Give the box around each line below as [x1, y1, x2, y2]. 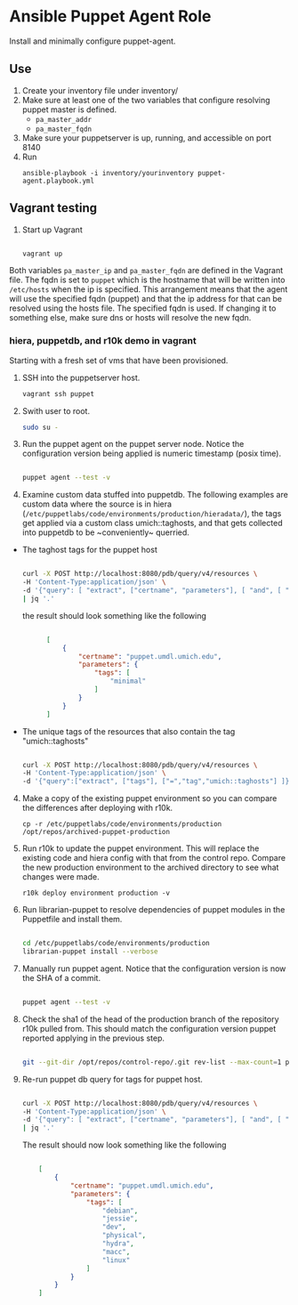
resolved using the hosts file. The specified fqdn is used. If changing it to [9, 303, 277, 313]
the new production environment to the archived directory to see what [21, 862, 279, 873]
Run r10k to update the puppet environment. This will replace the [21, 843, 260, 854]
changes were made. [21, 871, 100, 882]
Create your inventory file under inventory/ [21, 85, 179, 95]
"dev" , [101, 1222, 126, 1232]
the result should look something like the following [21, 610, 207, 620]
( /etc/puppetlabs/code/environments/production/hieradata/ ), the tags [21, 508, 282, 519]
